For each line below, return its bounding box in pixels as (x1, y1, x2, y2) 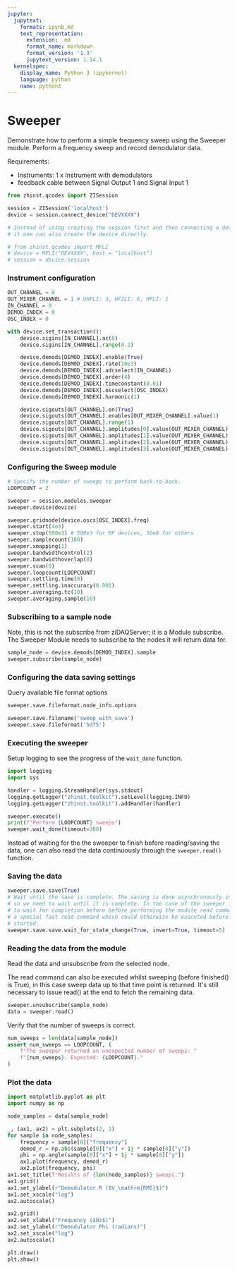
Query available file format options (7, 688, 108, 697)
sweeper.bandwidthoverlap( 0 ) (7, 556, 93, 563)
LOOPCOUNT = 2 (7, 484, 49, 491)
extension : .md (25, 37, 71, 44)
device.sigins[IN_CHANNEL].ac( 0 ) (20, 334, 119, 342)
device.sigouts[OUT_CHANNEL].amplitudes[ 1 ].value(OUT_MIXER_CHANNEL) (20, 432, 229, 439)
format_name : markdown (25, 43, 93, 50)
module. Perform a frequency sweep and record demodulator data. (7, 144, 202, 152)
